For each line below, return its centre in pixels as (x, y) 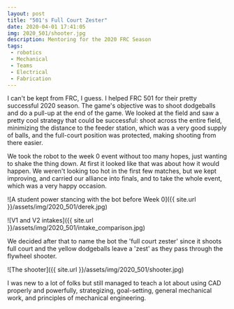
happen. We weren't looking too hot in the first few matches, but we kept (112, 171)
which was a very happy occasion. (57, 186)
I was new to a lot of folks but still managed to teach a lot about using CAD (114, 283)
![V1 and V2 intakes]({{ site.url (50, 220)
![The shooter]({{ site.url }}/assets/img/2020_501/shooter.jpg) (96, 270)
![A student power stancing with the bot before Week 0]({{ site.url (102, 199)
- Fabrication (31, 78)
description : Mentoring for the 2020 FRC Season (79, 40)
